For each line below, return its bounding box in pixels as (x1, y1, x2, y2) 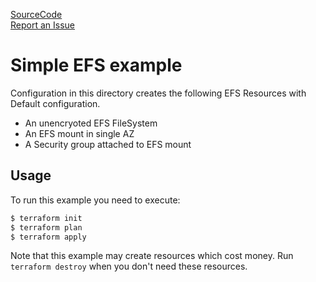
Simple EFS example (10, 54, 183, 77)
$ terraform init (10, 213, 83, 223)
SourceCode (10, 9, 63, 20)
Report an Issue (10, 19, 75, 31)
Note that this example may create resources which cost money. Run (10, 250, 294, 262)
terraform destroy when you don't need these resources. (10, 260, 248, 273)
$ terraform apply (10, 232, 87, 242)
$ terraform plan (10, 222, 83, 233)
